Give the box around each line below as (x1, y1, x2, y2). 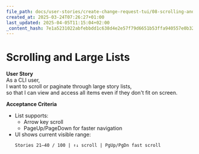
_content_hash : (6, 25, 44, 31)
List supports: (14, 112, 49, 119)
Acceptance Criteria (6, 101, 57, 108)
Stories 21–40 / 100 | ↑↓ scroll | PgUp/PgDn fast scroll (14, 143, 161, 149)
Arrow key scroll (23, 118, 63, 126)
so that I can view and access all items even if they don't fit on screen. (6, 89, 178, 97)
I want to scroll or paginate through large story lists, (6, 83, 132, 90)
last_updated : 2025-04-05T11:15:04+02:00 (6, 20, 110, 25)
